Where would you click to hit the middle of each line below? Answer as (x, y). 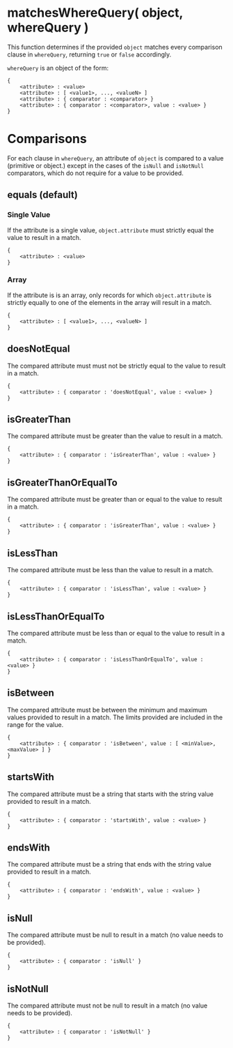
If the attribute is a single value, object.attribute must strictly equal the (111, 230)
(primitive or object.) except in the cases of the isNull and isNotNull (105, 165)
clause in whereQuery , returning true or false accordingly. (89, 54)
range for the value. (35, 724)
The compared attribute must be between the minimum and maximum (107, 710)
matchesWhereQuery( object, (95, 13)
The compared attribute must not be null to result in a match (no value (107, 1005)
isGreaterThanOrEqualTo (63, 482)
